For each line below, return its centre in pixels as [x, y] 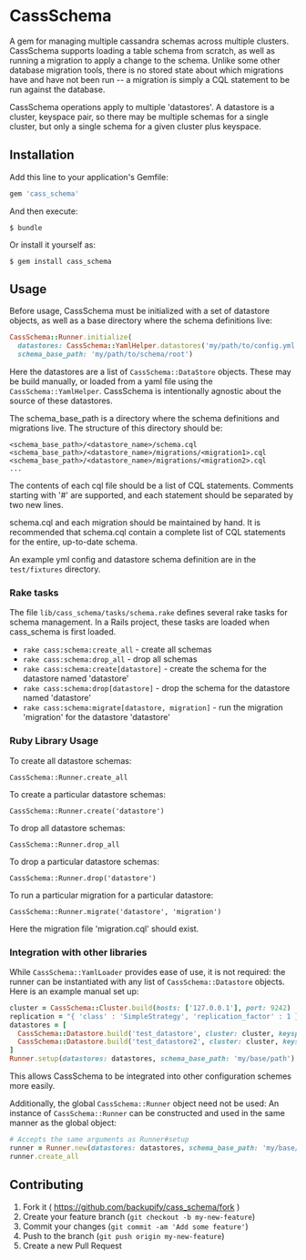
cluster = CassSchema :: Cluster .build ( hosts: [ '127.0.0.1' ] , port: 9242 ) [150, 1008]
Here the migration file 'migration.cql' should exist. [104, 929]
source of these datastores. [61, 401]
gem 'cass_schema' [44, 193]
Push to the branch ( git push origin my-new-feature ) [123, 1235]
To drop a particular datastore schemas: [85, 861]
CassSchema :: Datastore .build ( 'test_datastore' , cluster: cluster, [146, 1033]
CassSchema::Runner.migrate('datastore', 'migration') [116, 911]
